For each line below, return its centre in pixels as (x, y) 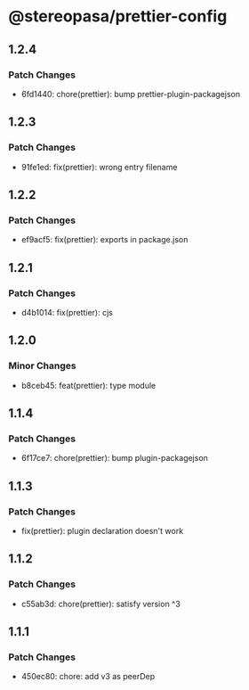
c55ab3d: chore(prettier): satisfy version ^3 (101, 604)
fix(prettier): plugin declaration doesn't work (102, 531)
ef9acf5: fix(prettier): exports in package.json (104, 240)
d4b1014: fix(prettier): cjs (67, 312)
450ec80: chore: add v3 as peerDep (88, 677)
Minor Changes (42, 366)
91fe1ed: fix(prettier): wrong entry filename (99, 167)
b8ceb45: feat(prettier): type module (88, 385)
